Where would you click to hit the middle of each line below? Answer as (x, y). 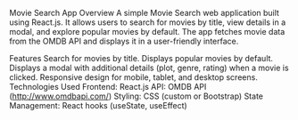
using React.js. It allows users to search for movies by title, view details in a (148, 22)
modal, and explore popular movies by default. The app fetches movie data (147, 32)
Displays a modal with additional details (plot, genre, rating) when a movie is (149, 68)
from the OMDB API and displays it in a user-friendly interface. (124, 41)
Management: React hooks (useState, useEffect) (98, 105)
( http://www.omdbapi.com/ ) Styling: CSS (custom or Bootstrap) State (136, 96)
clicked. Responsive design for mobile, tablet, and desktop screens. (134, 77)
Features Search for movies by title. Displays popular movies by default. (141, 58)
